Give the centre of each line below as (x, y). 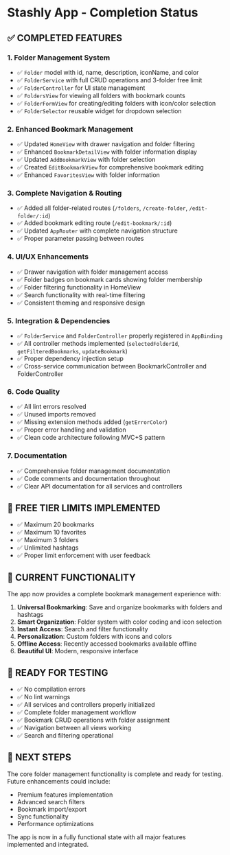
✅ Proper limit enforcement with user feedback (84, 555)
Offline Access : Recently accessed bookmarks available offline (107, 644)
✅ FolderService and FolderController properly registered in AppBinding (120, 336)
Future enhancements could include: (59, 781)
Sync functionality (43, 816)
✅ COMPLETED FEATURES (65, 38)
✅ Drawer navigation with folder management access (92, 272)
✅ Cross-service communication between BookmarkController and (112, 366)
